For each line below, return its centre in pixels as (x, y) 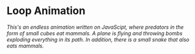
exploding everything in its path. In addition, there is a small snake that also (98, 39)
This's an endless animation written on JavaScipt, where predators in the (95, 27)
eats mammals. (25, 46)
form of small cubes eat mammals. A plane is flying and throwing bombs (95, 33)
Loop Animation (46, 11)
